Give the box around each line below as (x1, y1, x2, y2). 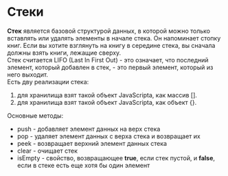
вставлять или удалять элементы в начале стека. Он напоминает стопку (7, 34, 221, 42)
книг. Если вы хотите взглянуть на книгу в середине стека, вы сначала (7, 41, 216, 49)
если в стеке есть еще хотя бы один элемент (16, 161, 150, 169)
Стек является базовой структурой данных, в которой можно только (7, 27, 211, 35)
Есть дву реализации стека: (7, 77, 89, 86)
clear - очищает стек (16, 147, 78, 155)
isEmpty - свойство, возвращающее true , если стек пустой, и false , (16, 153, 215, 162)
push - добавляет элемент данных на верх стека (16, 125, 161, 133)
